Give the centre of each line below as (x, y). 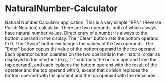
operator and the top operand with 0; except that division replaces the (77, 70)
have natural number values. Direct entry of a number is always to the (76, 33)
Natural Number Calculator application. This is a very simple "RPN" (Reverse (83, 22)
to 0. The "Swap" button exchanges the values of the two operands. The (79, 43)
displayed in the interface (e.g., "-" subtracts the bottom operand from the (81, 59)
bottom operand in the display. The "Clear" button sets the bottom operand (82, 38)
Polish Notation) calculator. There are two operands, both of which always (81, 27)
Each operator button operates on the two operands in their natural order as (83, 54)
